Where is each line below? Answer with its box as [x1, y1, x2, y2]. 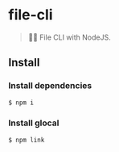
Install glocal [8, 117, 59, 129]
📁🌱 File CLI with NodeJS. [27, 32, 111, 42]
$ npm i [8, 99, 35, 107]
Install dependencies [8, 80, 92, 91]
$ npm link [8, 136, 45, 144]
